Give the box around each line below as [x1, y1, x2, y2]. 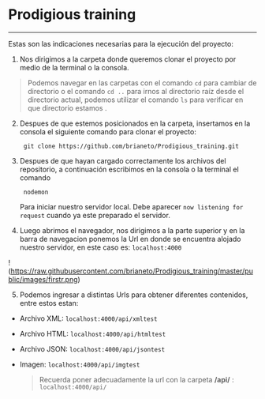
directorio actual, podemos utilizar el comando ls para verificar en [27, 95, 244, 104]
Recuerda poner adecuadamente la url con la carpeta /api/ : [39, 375, 234, 384]
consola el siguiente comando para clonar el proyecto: [19, 126, 197, 136]
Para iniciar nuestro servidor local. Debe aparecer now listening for [19, 201, 244, 211]
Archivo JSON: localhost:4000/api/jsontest [19, 344, 166, 353]
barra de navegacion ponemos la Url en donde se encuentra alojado [19, 234, 241, 243]
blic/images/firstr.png [8, 274, 78, 284]
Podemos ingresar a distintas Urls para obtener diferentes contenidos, [19, 290, 248, 299]
